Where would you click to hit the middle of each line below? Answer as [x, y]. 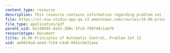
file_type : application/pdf [35, 24]
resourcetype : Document [30, 33]
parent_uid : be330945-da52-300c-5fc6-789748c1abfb [60, 29]
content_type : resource [30, 10]
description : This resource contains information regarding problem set [83, 15]
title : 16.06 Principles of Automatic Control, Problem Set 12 [73, 38]
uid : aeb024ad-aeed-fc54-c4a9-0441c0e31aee [52, 43]
